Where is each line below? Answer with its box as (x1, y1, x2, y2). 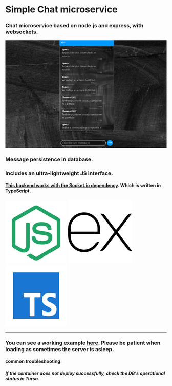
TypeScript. (5, 188, 31, 194)
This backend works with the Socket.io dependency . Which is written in (5, 182, 161, 189)
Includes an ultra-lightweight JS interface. (5, 170, 113, 177)
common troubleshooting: (5, 358, 62, 364)
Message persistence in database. (5, 156, 93, 163)
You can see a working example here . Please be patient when (5, 339, 161, 346)
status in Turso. (5, 375, 40, 381)
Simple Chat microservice (5, 4, 118, 15)
